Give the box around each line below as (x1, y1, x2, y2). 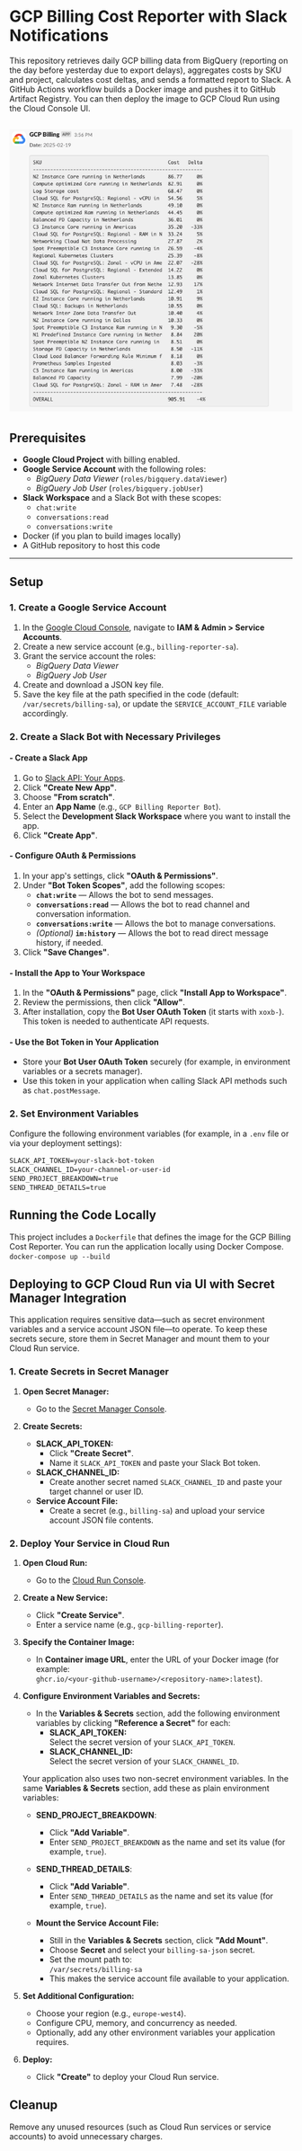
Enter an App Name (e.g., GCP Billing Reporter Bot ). (22, 801, 222, 812)
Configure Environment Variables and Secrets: (22, 1690, 200, 1701)
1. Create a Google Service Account (9, 601, 167, 614)
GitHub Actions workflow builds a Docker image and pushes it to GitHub (9, 84, 276, 94)
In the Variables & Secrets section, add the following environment (35, 1708, 280, 1719)
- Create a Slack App (9, 752, 88, 763)
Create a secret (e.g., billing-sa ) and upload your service (49, 1505, 265, 1515)
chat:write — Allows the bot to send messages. (35, 890, 214, 901)
